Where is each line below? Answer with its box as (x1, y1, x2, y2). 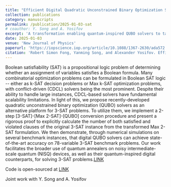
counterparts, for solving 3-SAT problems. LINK (5, 156, 104, 162)
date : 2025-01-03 (5, 36, 42, 41)
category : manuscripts (5, 17, 53, 22)
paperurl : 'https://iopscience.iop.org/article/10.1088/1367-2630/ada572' (5, 45, 167, 50)
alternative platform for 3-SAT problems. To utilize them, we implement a (5, 108, 158, 114)
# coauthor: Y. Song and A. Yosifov (5, 26, 83, 32)
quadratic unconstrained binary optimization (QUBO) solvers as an (5, 102, 145, 108)
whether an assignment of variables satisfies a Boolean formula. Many (5, 69, 153, 75)
